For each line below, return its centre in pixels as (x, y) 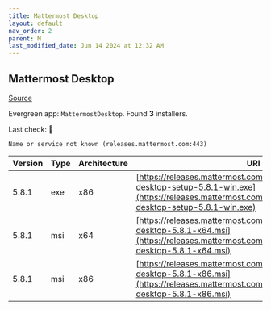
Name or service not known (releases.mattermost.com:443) (108, 144)
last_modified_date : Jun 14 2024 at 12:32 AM (86, 46)
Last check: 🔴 (31, 129)
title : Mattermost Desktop (54, 16)
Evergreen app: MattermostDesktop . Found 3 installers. (98, 113)
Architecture (103, 163)
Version (28, 163)
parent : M (25, 38)
